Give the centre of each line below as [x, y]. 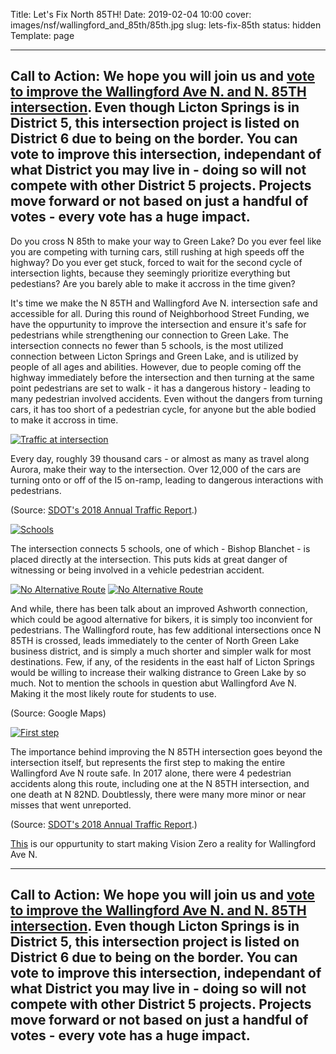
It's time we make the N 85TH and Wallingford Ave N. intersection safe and [164, 303]
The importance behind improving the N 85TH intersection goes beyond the [166, 751]
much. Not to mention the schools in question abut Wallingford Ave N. [153, 683]
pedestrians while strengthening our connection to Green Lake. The [149, 335]
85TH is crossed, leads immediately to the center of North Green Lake [155, 640]
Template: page [42, 35]
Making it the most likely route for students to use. [113, 693]
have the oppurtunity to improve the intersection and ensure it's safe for [158, 324]
